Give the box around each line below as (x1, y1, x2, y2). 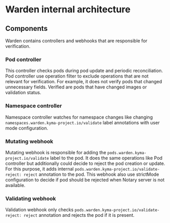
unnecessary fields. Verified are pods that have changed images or (5, 84, 147, 90)
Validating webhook (5, 195, 56, 202)
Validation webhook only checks (5, 207, 74, 213)
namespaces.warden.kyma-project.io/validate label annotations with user (5, 119, 160, 125)
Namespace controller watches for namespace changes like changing (5, 114, 153, 120)
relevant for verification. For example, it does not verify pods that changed (5, 79, 162, 85)
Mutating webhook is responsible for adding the (5, 149, 107, 155)
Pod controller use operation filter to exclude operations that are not (5, 73, 149, 79)
